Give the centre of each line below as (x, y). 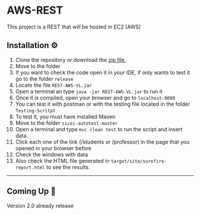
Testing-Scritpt (35, 110)
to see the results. (68, 167)
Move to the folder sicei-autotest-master (66, 123)
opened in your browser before (53, 148)
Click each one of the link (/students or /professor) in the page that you (102, 142)
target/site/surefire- (139, 161)
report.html (30, 167)
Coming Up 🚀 (31, 192)
